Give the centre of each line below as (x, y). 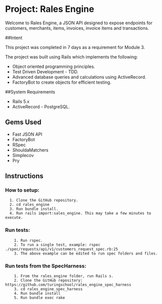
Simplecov (23, 155)
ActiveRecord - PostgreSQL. (41, 106)
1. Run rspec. (28, 240)
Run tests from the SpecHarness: (46, 266)
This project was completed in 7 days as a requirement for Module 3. (75, 47)
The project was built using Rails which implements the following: (72, 57)
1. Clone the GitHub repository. (44, 201)
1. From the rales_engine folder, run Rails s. (64, 276)
